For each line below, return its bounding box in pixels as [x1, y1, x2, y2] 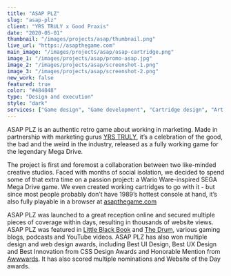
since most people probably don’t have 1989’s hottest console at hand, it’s [7, 190, 217, 198]
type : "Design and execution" [7, 94, 94, 101]
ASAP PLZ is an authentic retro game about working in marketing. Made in [7, 125, 218, 133]
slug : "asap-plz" [7, 17, 57, 23]
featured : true [7, 81, 51, 88]
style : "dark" [7, 100, 48, 107]
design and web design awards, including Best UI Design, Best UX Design [7, 239, 217, 248]
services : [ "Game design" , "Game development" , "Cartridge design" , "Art [7, 106, 224, 113]
